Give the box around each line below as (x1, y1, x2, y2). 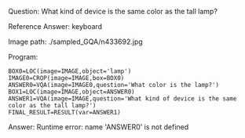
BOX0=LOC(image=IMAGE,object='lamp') (8, 67, 132, 75)
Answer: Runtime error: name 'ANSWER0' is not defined (8, 122, 189, 132)
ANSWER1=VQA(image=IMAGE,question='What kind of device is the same (8, 95, 237, 103)
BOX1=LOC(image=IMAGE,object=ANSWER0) (8, 88, 135, 96)
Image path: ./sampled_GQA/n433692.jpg (8, 37, 143, 46)
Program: (8, 53, 38, 61)
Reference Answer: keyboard (8, 22, 103, 31)
